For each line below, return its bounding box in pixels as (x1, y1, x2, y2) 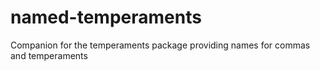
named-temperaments (10, 6, 202, 29)
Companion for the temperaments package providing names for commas (10, 39, 311, 51)
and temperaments (10, 49, 88, 61)
